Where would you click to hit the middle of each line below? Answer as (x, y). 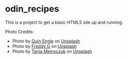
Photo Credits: (20, 31)
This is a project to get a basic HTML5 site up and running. (64, 22)
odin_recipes (32, 9)
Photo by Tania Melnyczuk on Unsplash (52, 51)
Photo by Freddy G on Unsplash (44, 46)
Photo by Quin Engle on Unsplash (46, 41)
